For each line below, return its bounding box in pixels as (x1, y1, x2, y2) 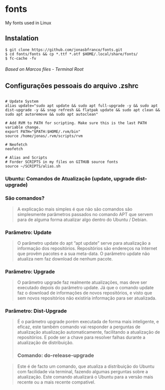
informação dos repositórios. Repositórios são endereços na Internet (17, 245, 158, 251)
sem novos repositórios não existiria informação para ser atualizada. (17, 295, 157, 301)
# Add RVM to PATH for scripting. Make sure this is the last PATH (5, 121, 147, 126)
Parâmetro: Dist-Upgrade (5, 307, 67, 314)
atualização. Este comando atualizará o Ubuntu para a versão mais (17, 374, 153, 380)
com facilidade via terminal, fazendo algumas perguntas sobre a (17, 368, 148, 374)
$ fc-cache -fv (5, 56, 37, 61)
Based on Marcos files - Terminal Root (5, 66, 84, 72)
